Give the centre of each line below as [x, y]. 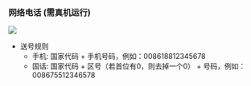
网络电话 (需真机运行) [49, 12]
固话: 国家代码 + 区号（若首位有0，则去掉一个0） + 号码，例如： [139, 66]
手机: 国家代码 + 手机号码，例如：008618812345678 [119, 57]
